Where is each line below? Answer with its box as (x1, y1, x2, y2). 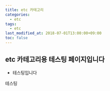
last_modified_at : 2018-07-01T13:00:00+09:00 (5, 31, 101, 36)
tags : (5, 21, 16, 27)
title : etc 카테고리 (5, 7, 44, 13)
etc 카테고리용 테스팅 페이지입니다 (5, 55, 105, 64)
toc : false (5, 36, 28, 41)
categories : (5, 12, 30, 17)
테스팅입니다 (12, 69, 37, 75)
